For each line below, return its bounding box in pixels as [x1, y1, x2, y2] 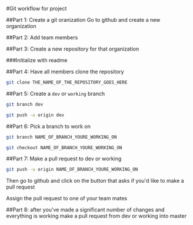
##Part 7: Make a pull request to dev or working [6, 155, 122, 162]
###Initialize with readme [6, 57, 68, 63]
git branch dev [6, 101, 44, 108]
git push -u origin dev [6, 112, 65, 118]
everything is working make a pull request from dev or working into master [6, 213, 187, 220]
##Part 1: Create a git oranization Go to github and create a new [6, 16, 161, 23]
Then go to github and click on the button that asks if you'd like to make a [6, 177, 184, 184]
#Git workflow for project [6, 5, 67, 12]
